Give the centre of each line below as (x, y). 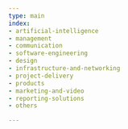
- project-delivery (41, 76)
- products (27, 83)
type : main (27, 16)
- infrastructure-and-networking (64, 69)
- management (30, 38)
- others (23, 106)
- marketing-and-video (46, 91)
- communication (35, 46)
